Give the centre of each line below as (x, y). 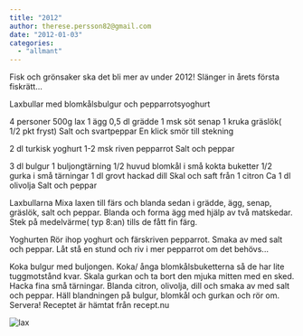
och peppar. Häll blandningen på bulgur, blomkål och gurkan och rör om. (145, 295)
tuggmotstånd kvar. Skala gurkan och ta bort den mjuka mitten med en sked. (152, 276)
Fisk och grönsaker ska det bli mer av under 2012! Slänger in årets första (145, 77)
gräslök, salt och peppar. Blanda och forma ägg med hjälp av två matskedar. (151, 212)
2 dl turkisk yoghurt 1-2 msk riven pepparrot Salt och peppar (122, 149)
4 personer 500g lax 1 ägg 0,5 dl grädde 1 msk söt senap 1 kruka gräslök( (146, 122)
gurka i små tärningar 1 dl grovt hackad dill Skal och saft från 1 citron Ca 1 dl (150, 176)
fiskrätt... (26, 87)
